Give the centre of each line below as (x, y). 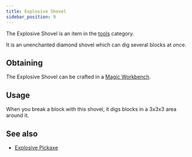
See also (22, 133)
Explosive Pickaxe (36, 147)
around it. (18, 115)
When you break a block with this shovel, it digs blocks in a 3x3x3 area (91, 109)
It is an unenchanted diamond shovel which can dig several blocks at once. (96, 45)
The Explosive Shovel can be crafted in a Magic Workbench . (78, 77)
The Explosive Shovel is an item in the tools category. (70, 33)
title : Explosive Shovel (36, 11)
